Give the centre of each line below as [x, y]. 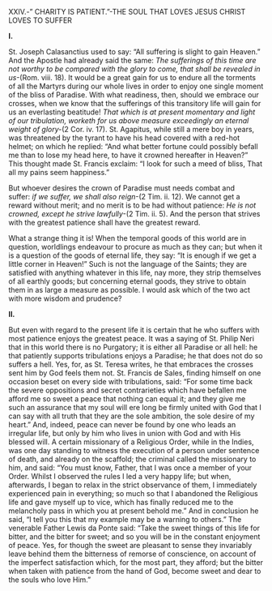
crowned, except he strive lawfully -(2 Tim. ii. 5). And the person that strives [134, 214]
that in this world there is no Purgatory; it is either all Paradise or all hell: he [133, 347]
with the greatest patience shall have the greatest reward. [104, 223]
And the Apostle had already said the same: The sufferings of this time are [132, 60]
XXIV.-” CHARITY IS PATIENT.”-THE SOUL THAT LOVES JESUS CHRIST [127, 12]
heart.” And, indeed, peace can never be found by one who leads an [122, 424]
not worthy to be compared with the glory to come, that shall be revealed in [134, 69]
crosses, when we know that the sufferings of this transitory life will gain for [135, 103]
